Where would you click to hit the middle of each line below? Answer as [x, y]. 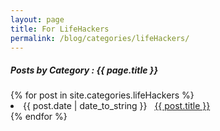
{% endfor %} [39, 117]
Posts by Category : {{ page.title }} [84, 70]
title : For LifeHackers [60, 29]
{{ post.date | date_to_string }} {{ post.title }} [117, 106]
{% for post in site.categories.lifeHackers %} [102, 95]
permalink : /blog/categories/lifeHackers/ [100, 38]
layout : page [37, 19]
